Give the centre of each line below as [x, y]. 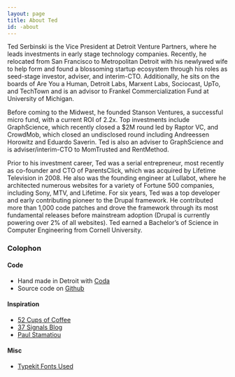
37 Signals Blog [40, 327]
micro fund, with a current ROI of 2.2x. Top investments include [99, 120]
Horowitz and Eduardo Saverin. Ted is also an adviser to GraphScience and [115, 142]
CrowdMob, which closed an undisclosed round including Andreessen [108, 135]
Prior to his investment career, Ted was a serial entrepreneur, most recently [116, 163]
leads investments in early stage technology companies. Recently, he [107, 54]
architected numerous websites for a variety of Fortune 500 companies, [111, 186]
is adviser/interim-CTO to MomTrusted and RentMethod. [88, 150]
